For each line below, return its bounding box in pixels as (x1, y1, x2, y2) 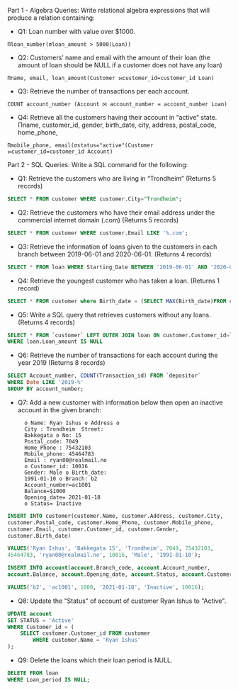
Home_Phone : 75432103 (24, 444, 91, 451)
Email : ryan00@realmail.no (24, 456, 108, 463)
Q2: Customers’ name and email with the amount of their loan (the (17, 53, 211, 62)
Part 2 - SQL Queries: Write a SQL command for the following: (7, 161, 188, 169)
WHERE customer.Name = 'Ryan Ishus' (33, 637, 141, 644)
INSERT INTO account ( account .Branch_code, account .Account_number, (7, 565, 211, 572)
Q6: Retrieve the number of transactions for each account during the (17, 351, 218, 360)
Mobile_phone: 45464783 (24, 450, 94, 458)
